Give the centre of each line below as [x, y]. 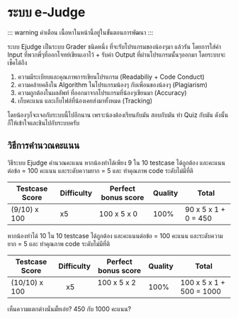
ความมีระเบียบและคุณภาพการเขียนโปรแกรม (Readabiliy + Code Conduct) [111, 77]
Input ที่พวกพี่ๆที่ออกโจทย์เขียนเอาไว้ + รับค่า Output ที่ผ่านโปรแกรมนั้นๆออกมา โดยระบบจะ [117, 55]
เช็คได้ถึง [17, 62]
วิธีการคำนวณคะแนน [44, 146]
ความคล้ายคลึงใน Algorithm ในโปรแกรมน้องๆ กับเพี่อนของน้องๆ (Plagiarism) [112, 84]
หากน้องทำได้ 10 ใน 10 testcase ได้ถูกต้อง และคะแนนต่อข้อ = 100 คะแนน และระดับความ [115, 235]
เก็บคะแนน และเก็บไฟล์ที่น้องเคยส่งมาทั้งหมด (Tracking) [85, 101]
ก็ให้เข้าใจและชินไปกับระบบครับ [44, 123]
